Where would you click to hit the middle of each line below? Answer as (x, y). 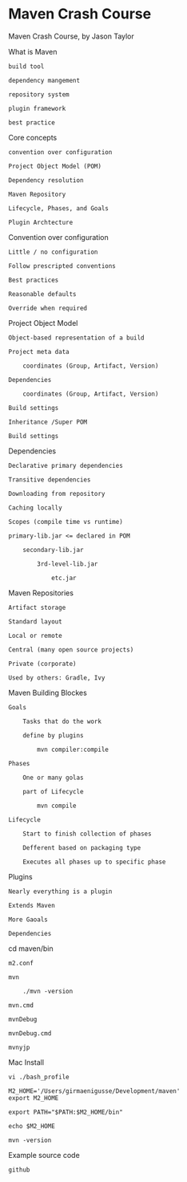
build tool (26, 66)
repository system (39, 94)
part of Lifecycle (53, 791)
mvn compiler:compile (73, 749)
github (19, 1170)
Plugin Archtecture (41, 222)
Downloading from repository (57, 494)
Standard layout (35, 621)
